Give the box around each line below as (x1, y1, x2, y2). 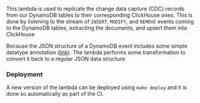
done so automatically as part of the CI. (6, 90, 104, 98)
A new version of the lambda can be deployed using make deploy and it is (6, 84, 187, 91)
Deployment (6, 70, 43, 78)
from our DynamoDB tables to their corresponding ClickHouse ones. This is (6, 11, 193, 19)
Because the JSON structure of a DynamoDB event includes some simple (6, 42, 188, 49)
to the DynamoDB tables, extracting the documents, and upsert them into (6, 24, 187, 31)
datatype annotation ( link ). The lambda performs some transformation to (6, 49, 186, 56)
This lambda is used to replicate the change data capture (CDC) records (6, 5, 185, 12)
